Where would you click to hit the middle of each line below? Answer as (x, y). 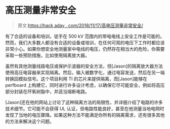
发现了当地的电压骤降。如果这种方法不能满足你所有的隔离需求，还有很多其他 (85, 115)
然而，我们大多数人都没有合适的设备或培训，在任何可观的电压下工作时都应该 (85, 42)
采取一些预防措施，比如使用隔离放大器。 (47, 55)
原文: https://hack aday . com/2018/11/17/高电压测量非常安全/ (80, 25)
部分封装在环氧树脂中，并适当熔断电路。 (47, 91)
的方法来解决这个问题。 (30, 121)
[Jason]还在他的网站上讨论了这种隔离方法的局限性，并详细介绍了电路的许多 (84, 102)
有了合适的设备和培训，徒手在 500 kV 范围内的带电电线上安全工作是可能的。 (85, 36)
